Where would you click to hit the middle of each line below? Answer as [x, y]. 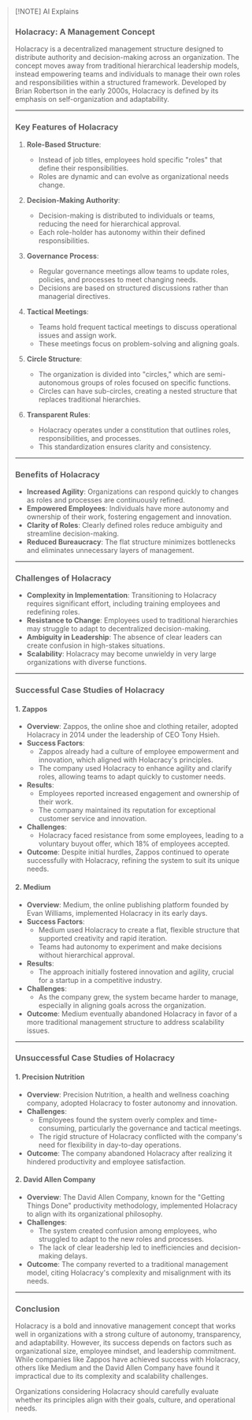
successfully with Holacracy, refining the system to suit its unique [133, 861]
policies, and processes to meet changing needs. [118, 279]
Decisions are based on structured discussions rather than [133, 288]
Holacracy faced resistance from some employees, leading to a [141, 835]
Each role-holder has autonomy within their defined [122, 232]
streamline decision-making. [73, 533]
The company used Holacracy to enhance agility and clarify [135, 768]
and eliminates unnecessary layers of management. [110, 550]
